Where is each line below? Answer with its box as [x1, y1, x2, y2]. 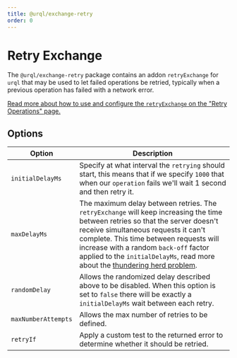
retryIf [11, 335, 37, 344]
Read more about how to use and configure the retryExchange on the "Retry [7, 100, 228, 108]
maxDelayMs [11, 231, 47, 238]
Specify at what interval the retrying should [79, 161, 226, 171]
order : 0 [7, 17, 33, 24]
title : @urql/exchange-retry [7, 10, 93, 18]
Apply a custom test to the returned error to [79, 330, 224, 340]
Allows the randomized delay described [79, 272, 210, 282]
